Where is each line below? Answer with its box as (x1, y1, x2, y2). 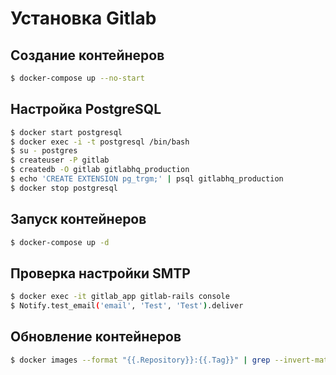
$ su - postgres (10, 146, 78, 156)
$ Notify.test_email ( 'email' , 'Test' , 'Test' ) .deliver (10, 301, 244, 311)
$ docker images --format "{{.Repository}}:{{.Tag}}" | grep (10, 355, 271, 365)
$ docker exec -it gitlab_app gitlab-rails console (10, 292, 230, 302)
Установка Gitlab (10, 7, 157, 30)
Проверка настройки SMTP (10, 265, 191, 282)
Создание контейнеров (10, 47, 165, 64)
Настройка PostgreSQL (10, 101, 162, 118)
